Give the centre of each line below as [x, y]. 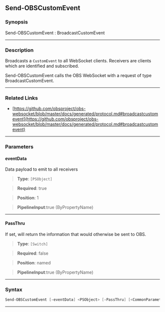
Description [19, 50]
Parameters [19, 147]
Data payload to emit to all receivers [41, 169]
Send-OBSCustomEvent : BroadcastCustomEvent [55, 33]
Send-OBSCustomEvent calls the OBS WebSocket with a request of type [78, 75]
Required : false [33, 253]
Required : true [32, 188]
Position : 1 [28, 198]
